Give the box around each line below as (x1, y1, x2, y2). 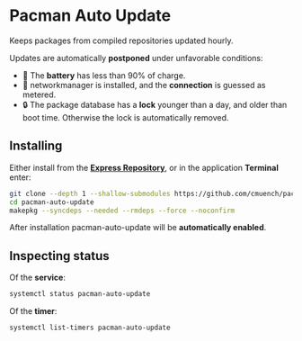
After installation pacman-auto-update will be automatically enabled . (9, 222, 267, 233)
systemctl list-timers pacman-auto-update (9, 323, 171, 333)
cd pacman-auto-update (9, 197, 94, 207)
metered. (22, 89, 57, 100)
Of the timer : (9, 306, 58, 317)
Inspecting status (9, 248, 110, 264)
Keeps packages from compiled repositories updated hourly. (9, 35, 234, 46)
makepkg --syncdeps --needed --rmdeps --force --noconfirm (9, 206, 235, 215)
